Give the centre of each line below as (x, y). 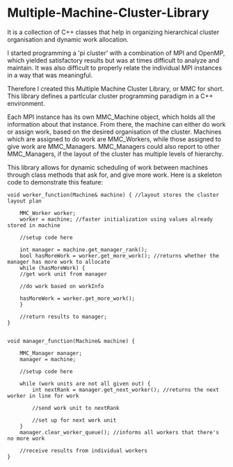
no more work (26, 438)
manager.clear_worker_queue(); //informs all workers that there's (119, 432)
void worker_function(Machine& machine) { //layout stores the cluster (113, 195)
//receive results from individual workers (84, 450)
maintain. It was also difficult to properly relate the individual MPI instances (115, 68)
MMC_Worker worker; (48, 213)
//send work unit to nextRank (76, 408)
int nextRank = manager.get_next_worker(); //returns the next (126, 390)
